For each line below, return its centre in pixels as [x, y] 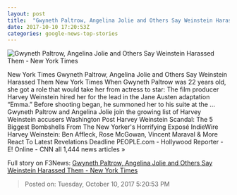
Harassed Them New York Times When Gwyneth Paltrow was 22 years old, [117, 82]
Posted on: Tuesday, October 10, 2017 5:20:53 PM [97, 184]
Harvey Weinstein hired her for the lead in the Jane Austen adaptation [109, 97]
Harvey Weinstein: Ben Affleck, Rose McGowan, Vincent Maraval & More [113, 134]
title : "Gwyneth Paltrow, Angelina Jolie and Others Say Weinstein [110, 20]
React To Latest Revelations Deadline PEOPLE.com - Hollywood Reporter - [115, 142]
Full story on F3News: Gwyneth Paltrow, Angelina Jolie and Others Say [110, 163]
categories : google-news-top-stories [63, 33]
